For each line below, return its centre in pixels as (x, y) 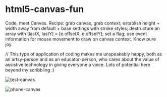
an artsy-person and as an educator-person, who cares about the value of (82, 59)
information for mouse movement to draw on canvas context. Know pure (81, 39)
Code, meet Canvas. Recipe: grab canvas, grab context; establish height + (82, 23)
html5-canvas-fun (45, 9)
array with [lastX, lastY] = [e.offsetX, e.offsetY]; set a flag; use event (76, 33)
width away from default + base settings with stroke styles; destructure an (82, 28)
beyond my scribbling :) (30, 70)
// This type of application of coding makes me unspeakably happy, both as (84, 54)
